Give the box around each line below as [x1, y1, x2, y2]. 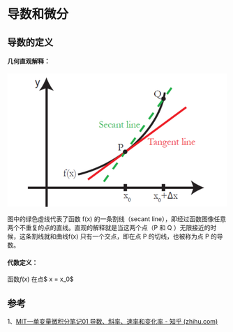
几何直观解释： [7, 57, 50, 66]
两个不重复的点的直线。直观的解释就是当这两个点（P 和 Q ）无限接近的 [7, 224, 211, 232]
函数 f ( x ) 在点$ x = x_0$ [7, 275, 74, 283]
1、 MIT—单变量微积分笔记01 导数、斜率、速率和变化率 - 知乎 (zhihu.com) [7, 317, 218, 326]
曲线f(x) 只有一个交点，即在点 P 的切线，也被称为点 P [55, 232, 209, 241]
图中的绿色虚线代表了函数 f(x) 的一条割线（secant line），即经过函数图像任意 [7, 215, 227, 223]
